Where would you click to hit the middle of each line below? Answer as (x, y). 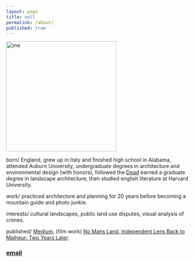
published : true (26, 28)
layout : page (22, 11)
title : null (21, 17)
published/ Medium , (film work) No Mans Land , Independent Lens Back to (96, 231)
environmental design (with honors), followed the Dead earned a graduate (96, 172)
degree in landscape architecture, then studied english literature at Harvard (97, 179)
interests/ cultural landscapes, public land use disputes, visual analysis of (95, 214)
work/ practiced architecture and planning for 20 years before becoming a (96, 196)
